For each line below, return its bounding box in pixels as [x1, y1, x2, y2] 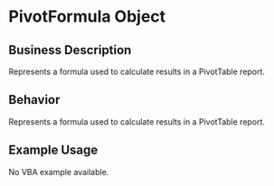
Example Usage [8, 143, 99, 158]
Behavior [8, 92, 61, 107]
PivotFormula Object [8, 6, 166, 27]
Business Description [8, 42, 132, 58]
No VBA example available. [8, 166, 109, 177]
